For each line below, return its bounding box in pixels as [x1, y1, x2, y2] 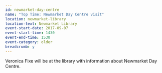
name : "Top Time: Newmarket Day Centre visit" [5, 12, 104, 17]
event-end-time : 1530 [5, 35, 51, 40]
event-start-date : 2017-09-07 [5, 26, 69, 31]
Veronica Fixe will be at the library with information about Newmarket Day [5, 58, 157, 64]
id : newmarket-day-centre [5, 7, 59, 12]
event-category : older [5, 40, 53, 45]
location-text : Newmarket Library [5, 21, 78, 26]
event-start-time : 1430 [5, 30, 55, 35]
